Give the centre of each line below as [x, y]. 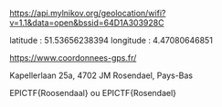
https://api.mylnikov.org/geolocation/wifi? [88, 13]
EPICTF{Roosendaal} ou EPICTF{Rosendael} [93, 93]
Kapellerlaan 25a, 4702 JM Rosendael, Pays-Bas [101, 75]
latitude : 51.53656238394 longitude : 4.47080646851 [111, 40]
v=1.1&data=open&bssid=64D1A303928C [87, 23]
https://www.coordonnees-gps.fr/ [73, 58]
